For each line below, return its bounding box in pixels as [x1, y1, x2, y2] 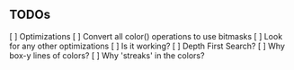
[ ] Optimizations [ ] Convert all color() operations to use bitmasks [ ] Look [9, 31, 283, 41]
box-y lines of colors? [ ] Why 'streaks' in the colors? [9, 49, 205, 61]
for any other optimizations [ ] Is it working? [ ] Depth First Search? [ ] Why [9, 40, 286, 51]
